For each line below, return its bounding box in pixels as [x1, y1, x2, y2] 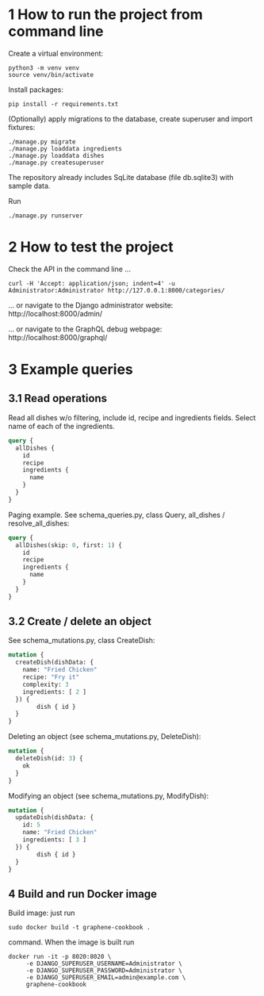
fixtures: [8, 122, 36, 132]
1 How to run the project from [8, 6, 204, 24]
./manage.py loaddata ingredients [8, 144, 123, 152]
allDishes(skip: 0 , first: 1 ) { [15, 541, 123, 549]
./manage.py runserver [8, 212, 83, 220]
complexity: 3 [22, 680, 69, 688]
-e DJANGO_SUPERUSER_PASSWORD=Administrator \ [25, 967, 182, 975]
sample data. [8, 181, 51, 190]
